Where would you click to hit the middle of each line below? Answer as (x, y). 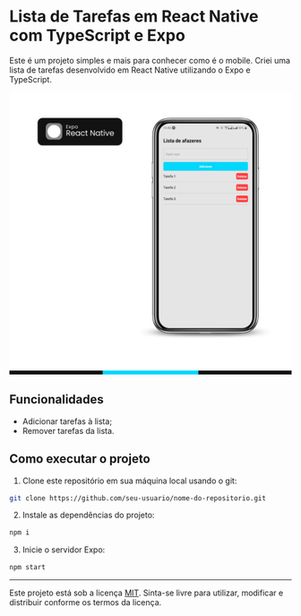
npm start (28, 568)
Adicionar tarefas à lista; (67, 421)
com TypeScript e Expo (97, 35)
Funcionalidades (57, 399)
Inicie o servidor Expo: (64, 550)
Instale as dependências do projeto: (88, 515)
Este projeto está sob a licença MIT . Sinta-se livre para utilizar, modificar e (146, 593)
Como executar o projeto (80, 459)
